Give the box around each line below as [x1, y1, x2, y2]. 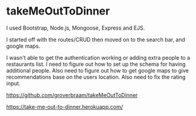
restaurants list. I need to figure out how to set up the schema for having [6, 60, 186, 68]
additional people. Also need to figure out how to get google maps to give [6, 66, 189, 74]
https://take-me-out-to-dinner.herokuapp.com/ [6, 103, 124, 110]
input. [6, 80, 21, 87]
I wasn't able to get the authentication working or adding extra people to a [6, 54, 191, 61]
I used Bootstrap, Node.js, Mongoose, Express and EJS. [6, 24, 145, 31]
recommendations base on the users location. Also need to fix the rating [6, 73, 186, 80]
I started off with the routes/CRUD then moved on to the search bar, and [6, 36, 186, 43]
